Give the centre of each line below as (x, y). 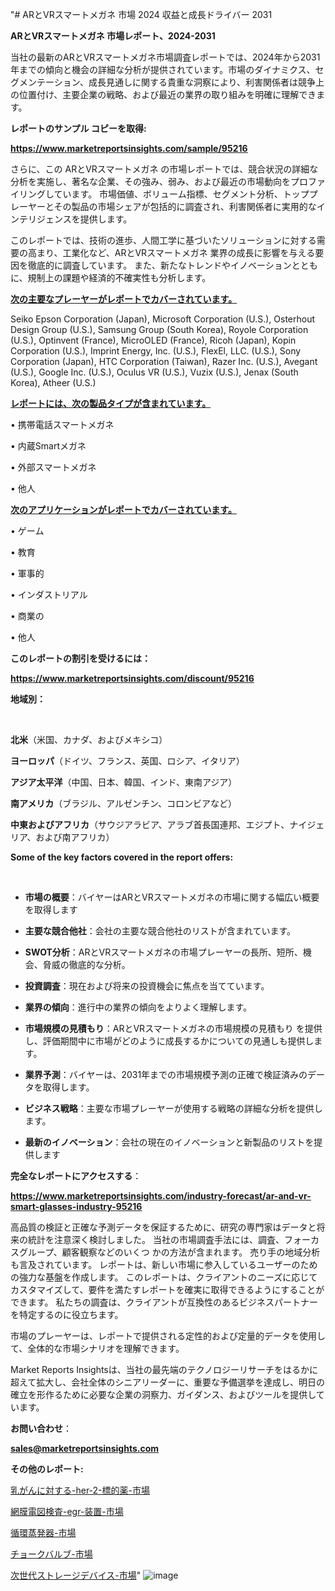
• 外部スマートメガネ (53, 467)
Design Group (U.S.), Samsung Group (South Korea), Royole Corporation (159, 329)
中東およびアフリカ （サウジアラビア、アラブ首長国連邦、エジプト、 (150, 824)
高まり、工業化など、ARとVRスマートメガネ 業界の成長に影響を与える (171, 252)
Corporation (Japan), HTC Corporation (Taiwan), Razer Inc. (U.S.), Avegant (164, 361)
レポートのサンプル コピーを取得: (78, 128)
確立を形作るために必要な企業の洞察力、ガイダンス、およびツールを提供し (163, 1394)
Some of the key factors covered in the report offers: (122, 857)
